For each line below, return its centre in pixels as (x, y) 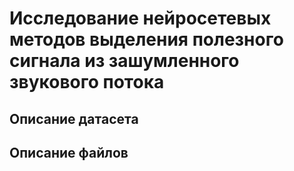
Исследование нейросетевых (140, 18)
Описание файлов (69, 152)
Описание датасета (74, 118)
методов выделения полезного (146, 39)
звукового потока (87, 82)
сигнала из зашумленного (124, 61)
